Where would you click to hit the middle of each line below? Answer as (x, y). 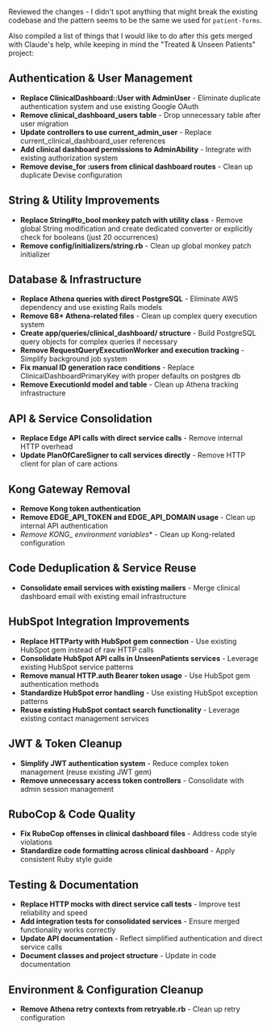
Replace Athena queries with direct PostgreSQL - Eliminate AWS (129, 299)
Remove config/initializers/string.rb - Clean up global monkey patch (135, 245)
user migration (44, 124)
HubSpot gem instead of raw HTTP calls (87, 650)
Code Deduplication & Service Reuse (102, 568)
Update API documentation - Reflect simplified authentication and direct (141, 939)
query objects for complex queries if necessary (99, 341)
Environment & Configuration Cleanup (106, 989)
